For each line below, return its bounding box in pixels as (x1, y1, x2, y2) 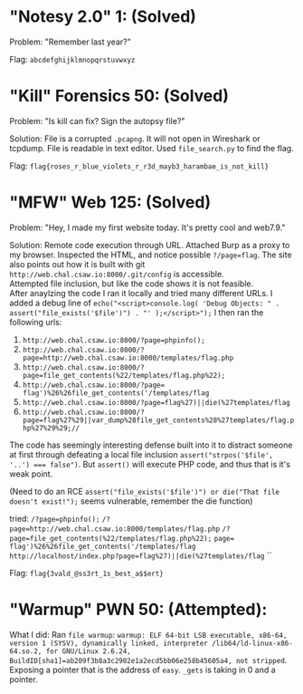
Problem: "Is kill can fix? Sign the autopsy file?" (9, 115, 185, 126)
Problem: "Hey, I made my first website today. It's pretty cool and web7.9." (9, 222, 287, 233)
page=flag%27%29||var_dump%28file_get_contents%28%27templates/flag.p (22, 415, 295, 425)
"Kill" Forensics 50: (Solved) (9, 86, 229, 106)
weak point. (9, 468, 53, 479)
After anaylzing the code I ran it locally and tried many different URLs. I (9, 287, 273, 298)
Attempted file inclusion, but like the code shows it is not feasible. (9, 278, 254, 289)
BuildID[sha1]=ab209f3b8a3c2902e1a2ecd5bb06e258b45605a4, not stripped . (9, 654, 288, 665)
